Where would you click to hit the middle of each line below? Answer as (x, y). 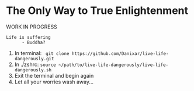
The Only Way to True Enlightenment (97, 11)
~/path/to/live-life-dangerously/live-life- (113, 65)
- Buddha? (33, 42)
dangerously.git (34, 59)
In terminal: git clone (42, 53)
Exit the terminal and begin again (54, 75)
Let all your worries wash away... (54, 82)
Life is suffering (28, 37)
